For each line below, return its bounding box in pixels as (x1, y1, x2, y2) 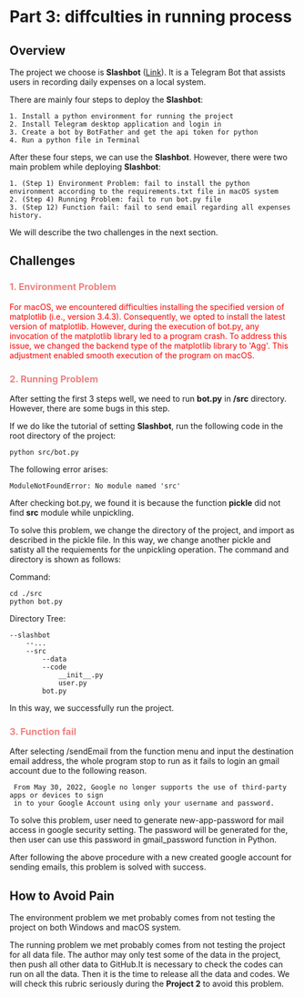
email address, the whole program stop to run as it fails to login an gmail (9, 756, 280, 767)
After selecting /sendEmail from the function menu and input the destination (9, 746, 294, 757)
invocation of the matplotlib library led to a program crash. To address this (9, 330, 288, 341)
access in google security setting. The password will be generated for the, (9, 825, 289, 836)
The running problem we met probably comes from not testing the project (9, 940, 286, 951)
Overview (9, 43, 66, 58)
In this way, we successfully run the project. (9, 702, 175, 713)
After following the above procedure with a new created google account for (9, 852, 292, 863)
